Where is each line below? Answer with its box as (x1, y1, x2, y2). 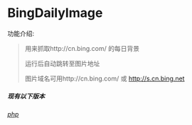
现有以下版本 (7, 92, 45, 100)
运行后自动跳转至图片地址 (24, 59, 100, 68)
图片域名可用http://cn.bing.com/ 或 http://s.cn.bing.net (24, 74, 185, 83)
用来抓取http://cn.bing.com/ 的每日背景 (24, 44, 140, 52)
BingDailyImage (7, 5, 103, 21)
